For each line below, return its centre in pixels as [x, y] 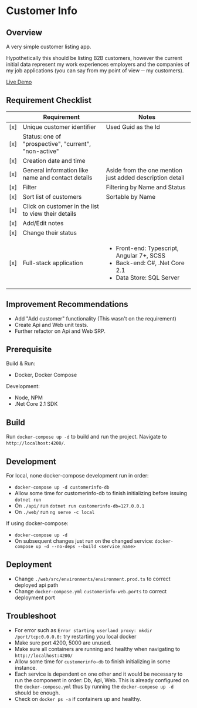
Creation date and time [54, 161]
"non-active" [41, 151]
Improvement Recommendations [67, 304]
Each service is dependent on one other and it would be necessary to [98, 674]
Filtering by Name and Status [146, 187]
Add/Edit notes [43, 223]
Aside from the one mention [144, 170]
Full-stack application [53, 263]
